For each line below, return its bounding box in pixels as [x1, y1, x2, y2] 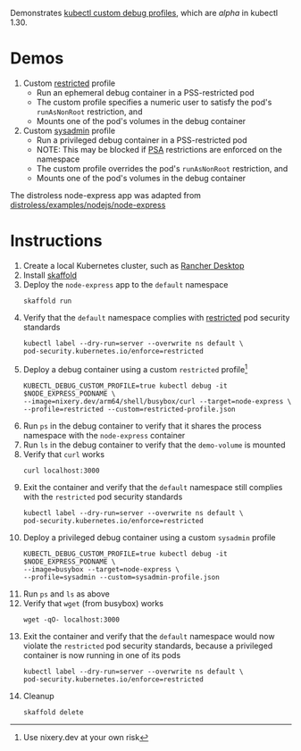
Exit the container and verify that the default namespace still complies [22, 481, 283, 492]
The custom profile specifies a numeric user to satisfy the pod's [36, 96, 272, 107]
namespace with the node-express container [22, 430, 186, 440]
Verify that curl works [22, 448, 105, 459]
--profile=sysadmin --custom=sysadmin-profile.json [22, 572, 220, 581]
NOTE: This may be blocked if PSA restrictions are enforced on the [36, 144, 282, 154]
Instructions [10, 231, 103, 251]
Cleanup [22, 690, 54, 701]
